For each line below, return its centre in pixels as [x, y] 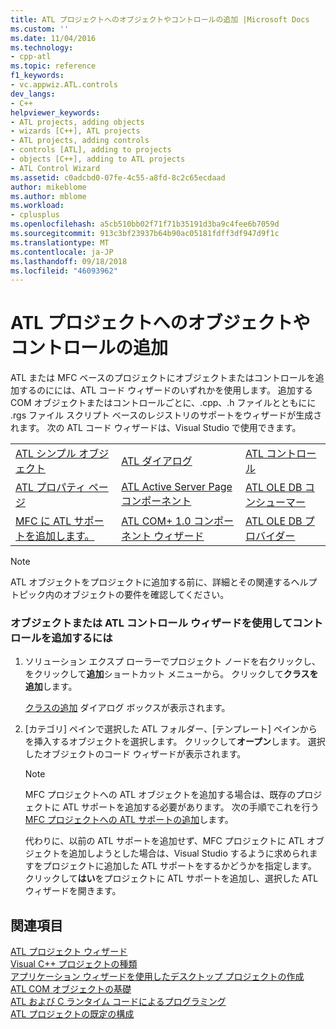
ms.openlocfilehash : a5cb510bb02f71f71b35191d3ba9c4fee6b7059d [145, 224]
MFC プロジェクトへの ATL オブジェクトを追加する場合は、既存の [160, 795]
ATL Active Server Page [177, 487]
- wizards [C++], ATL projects [75, 131]
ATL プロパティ [51, 488]
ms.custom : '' [40, 29]
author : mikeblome [48, 187]
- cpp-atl [31, 57]
